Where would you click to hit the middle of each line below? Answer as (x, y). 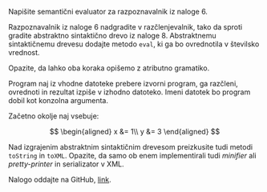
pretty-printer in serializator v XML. (66, 164)
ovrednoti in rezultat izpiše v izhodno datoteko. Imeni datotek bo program (129, 92)
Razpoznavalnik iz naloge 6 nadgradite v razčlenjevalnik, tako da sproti (125, 27)
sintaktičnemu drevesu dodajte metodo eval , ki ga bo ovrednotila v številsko (134, 44)
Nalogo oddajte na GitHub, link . (60, 180)
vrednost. (24, 52)
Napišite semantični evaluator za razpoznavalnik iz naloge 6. (108, 12)
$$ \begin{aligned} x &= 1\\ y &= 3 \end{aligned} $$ (135, 132)
